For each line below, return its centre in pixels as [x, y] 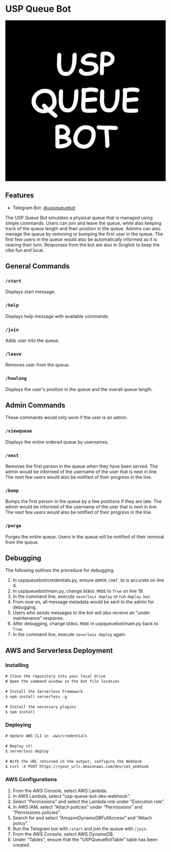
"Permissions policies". [37, 812]
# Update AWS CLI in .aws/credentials [46, 736]
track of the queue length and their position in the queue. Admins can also [83, 228]
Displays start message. [31, 292]
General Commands [37, 266]
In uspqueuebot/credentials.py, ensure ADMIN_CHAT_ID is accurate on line [88, 580]
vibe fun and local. [25, 250]
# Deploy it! [19, 746]
